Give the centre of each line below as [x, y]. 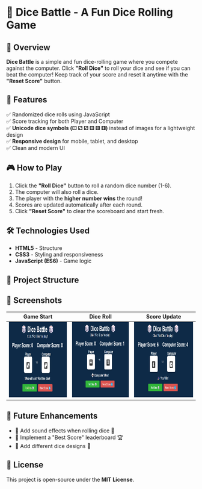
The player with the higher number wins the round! [78, 198]
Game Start [38, 317]
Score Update [164, 317]
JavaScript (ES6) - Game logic [53, 261]
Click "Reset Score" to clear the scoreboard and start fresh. [89, 211]
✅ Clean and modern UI [35, 148]
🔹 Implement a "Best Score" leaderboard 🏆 [69, 437]
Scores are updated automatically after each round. [79, 205]
